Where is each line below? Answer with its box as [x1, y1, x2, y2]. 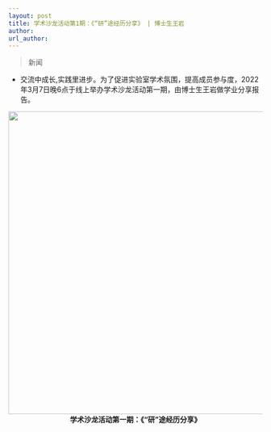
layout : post [8, 11, 52, 20]
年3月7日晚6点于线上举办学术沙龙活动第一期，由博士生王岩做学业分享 [19, 85, 252, 94]
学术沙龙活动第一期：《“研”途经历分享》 [69, 415, 202, 425]
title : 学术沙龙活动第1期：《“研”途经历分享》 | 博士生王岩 [8, 19, 185, 27]
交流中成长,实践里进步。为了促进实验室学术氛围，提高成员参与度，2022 [19, 74, 260, 85]
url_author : [8, 34, 48, 43]
